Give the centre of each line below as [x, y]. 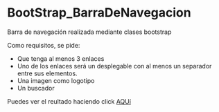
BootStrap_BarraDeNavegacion [99, 13]
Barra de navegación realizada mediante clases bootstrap [89, 32]
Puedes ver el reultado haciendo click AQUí [69, 101]
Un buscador [36, 88]
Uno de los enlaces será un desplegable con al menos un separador [114, 66]
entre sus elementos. [47, 73]
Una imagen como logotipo [56, 80]
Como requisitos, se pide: [44, 45]
